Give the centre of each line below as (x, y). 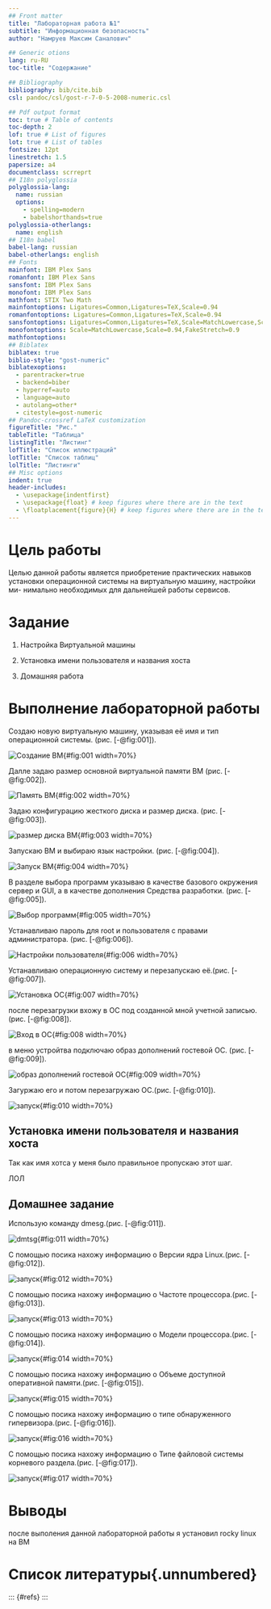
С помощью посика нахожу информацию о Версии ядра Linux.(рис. (125, 1255)
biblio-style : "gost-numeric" (59, 360)
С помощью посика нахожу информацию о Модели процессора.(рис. (129, 1334)
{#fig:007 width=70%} (102, 994)
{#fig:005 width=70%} (114, 914)
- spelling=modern (54, 210)
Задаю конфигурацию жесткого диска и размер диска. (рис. (113, 811)
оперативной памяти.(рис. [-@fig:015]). (76, 1383)
